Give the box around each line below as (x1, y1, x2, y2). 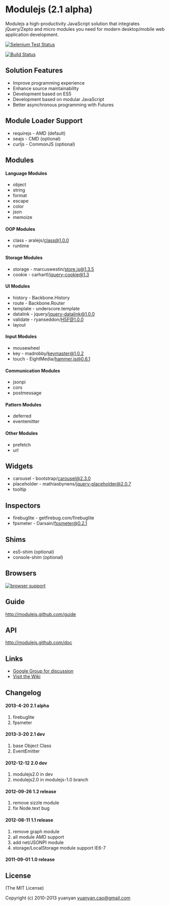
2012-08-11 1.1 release (5, 817, 54, 823)
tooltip (12, 486, 27, 493)
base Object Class (12, 742, 52, 749)
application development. (5, 31, 59, 37)
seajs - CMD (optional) (12, 135, 61, 142)
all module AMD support (12, 834, 64, 840)
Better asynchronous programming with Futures (12, 102, 114, 108)
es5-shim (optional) (12, 549, 55, 555)
